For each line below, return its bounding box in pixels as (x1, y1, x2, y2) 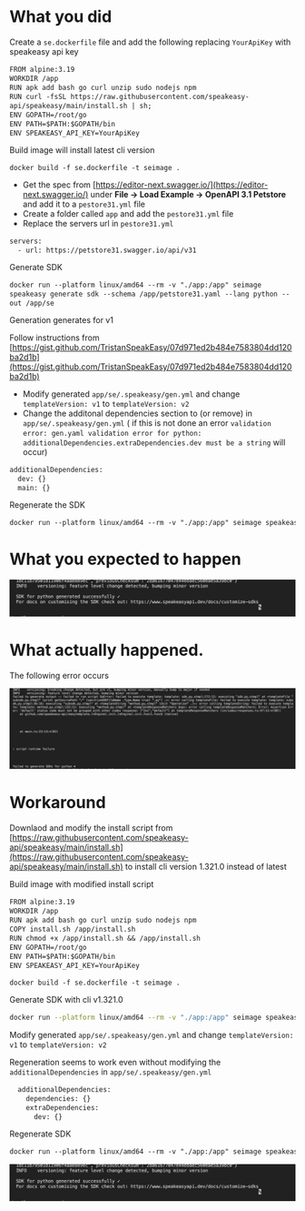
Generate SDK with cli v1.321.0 (9, 994, 124, 1004)
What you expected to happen (9, 549, 242, 570)
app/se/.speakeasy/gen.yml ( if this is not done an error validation (22, 417, 272, 429)
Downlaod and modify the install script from (9, 822, 173, 833)
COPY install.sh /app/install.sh (9, 924, 136, 933)
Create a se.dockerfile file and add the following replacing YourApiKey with (9, 36, 291, 47)
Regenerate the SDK (9, 499, 86, 510)
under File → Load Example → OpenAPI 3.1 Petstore (90, 188, 287, 199)
